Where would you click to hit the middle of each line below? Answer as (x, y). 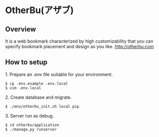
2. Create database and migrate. (38, 97)
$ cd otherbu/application (32, 125)
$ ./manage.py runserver (31, 129)
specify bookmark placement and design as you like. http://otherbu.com (79, 46)
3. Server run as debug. (29, 115)
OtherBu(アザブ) (39, 10)
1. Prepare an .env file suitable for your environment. (59, 74)
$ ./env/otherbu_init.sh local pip (42, 106)
